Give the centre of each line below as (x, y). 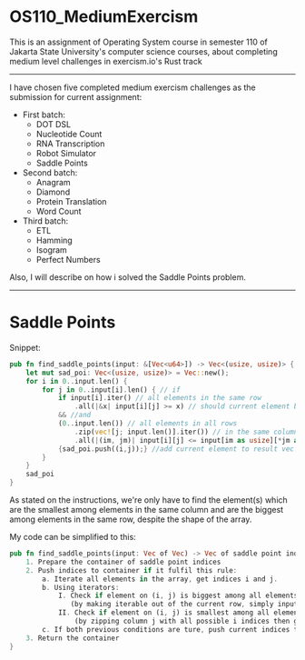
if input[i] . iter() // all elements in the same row (159, 398)
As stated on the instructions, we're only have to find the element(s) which (148, 500)
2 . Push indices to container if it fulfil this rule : (132, 570)
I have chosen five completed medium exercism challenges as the (133, 87)
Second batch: (50, 172)
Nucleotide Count (69, 134)
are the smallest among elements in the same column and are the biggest (147, 510)
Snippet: (25, 347)
